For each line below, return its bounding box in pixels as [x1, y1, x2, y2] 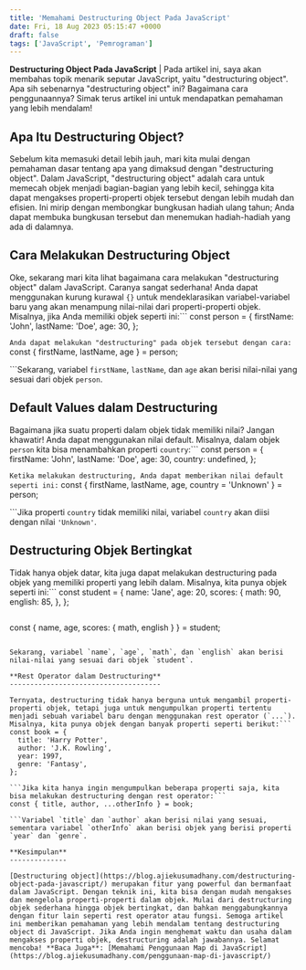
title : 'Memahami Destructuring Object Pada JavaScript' [9, 13, 231, 23]
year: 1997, [17, 751, 64, 761]
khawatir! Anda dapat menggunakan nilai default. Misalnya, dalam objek [9, 434, 280, 445]
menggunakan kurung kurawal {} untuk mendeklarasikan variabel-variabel [9, 291, 290, 302]
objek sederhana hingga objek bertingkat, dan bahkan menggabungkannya [9, 903, 288, 912]
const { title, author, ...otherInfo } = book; [9, 799, 195, 808]
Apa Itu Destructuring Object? [9, 129, 185, 144]
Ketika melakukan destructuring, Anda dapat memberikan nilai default [9, 471, 284, 480]
